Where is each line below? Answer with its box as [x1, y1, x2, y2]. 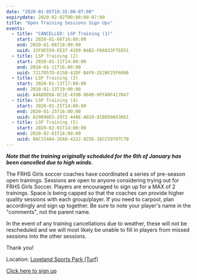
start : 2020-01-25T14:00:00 [17, 102, 86, 109]
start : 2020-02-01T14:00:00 [17, 125, 86, 131]
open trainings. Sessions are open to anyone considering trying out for [6, 176, 180, 183]
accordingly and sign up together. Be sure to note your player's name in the [6, 202, 192, 209]
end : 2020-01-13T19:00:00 [17, 86, 82, 92]
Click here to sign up [6, 267, 57, 274]
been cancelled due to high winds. [6, 158, 93, 166]
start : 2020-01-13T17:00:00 [17, 81, 86, 87]
